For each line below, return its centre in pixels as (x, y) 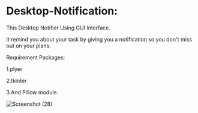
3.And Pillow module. (32, 92)
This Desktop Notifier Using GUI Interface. (58, 28)
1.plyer (14, 69)
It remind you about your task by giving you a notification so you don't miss (99, 39)
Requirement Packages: (36, 57)
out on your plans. (28, 46)
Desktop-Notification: (62, 11)
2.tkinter (16, 81)
